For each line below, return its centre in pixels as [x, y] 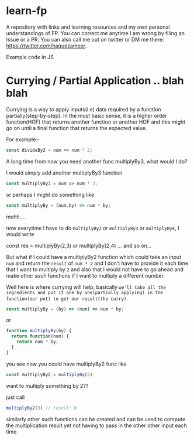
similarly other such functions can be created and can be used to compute [96, 419]
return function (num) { [40, 336]
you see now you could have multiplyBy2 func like [66, 364]
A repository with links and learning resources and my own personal [88, 27]
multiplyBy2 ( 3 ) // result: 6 [41, 408]
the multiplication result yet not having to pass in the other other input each [96, 425]
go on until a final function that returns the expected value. [77, 128]
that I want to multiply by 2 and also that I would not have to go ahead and [95, 269]
